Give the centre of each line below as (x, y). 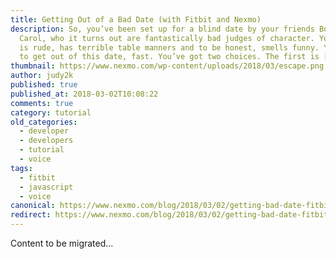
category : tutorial (51, 112)
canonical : (33, 206)
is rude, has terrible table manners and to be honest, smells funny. (169, 47)
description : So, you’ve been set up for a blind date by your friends (162, 29)
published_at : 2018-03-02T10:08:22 (84, 94)
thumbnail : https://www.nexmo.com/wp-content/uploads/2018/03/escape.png (167, 66)
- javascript (46, 187)
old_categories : (44, 122)
